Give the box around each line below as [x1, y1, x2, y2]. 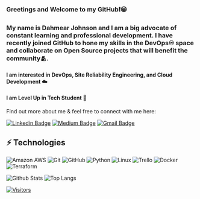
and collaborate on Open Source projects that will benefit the [6, 46, 188, 54]
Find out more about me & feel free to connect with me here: [6, 107, 157, 115]
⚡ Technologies [6, 137, 66, 148]
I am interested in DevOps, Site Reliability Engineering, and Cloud [6, 71, 173, 78]
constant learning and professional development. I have [6, 31, 173, 39]
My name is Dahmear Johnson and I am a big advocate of [6, 24, 177, 32]
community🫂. [6, 54, 49, 62]
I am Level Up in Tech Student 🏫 [6, 94, 87, 101]
